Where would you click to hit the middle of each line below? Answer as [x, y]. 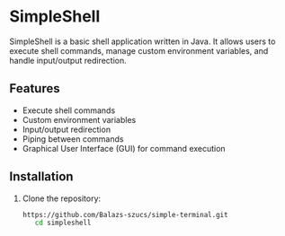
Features [35, 88]
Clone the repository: [62, 198]
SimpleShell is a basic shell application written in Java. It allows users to [142, 41]
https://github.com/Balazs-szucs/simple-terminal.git [125, 214]
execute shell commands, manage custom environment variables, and [139, 50]
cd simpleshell [63, 223]
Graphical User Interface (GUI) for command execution [124, 148]
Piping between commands [73, 139]
